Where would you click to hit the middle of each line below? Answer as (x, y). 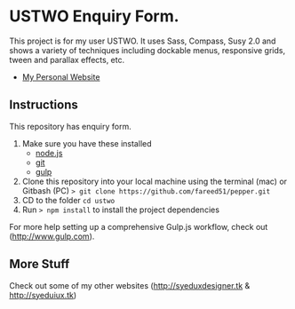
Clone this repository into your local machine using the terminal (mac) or (154, 181)
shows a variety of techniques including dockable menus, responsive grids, (147, 50)
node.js (49, 153)
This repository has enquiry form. (70, 126)
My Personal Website (61, 76)
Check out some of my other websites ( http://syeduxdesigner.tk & (130, 285)
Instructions (44, 105)
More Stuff (40, 264)
